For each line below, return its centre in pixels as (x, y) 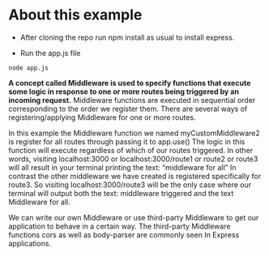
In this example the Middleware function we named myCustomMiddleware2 (134, 133)
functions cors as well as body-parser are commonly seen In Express (124, 235)
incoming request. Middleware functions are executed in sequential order (132, 100)
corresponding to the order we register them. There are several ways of (128, 109)
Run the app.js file (50, 53)
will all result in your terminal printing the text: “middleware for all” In (122, 167)
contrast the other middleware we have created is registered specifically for (135, 176)
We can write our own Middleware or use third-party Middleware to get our (134, 217)
